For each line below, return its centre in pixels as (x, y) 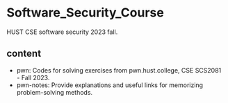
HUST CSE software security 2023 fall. (62, 32)
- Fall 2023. (33, 77)
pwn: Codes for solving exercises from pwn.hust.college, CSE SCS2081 (119, 70)
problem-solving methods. (55, 92)
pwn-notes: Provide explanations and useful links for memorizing (109, 85)
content (24, 54)
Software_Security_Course (85, 13)
